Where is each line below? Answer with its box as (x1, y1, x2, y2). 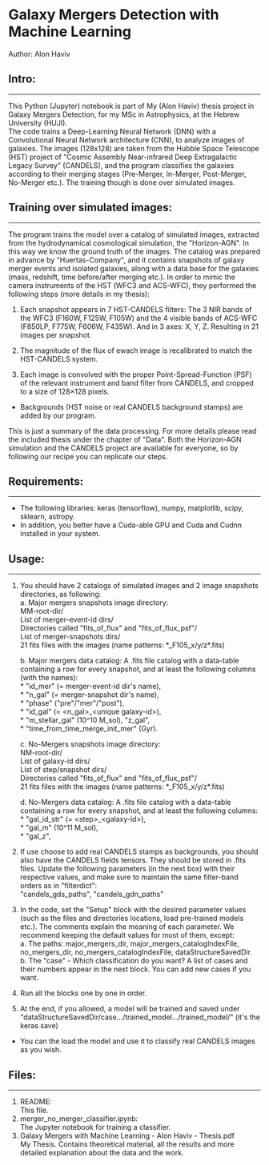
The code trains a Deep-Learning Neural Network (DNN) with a (8, 126, 216, 136)
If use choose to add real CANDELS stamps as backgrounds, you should (19, 847, 259, 857)
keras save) (19, 1021, 58, 1031)
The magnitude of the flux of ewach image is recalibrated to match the (19, 346, 253, 355)
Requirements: (8, 474, 84, 488)
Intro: (8, 72, 36, 86)
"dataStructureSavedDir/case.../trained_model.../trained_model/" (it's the (19, 1012, 260, 1022)
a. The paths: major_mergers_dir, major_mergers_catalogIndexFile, (19, 939, 239, 949)
